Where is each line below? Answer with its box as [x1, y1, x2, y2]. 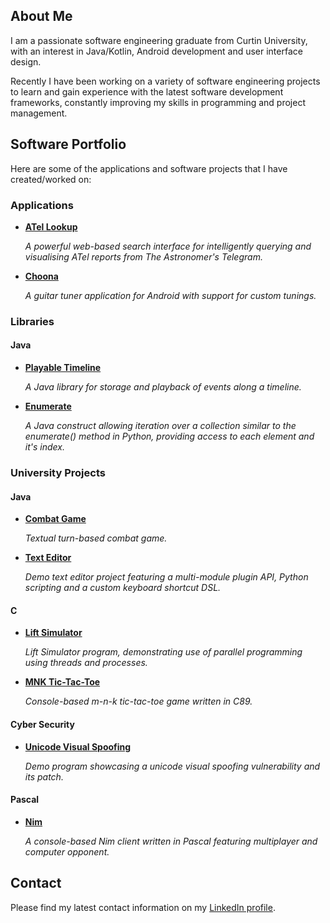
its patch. [24, 770, 64, 783]
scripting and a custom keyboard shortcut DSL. [24, 582, 222, 594]
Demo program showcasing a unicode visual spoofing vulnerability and [24, 760, 321, 772]
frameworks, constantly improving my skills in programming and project [10, 96, 306, 108]
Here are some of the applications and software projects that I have [10, 162, 288, 174]
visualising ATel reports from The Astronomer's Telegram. [24, 250, 263, 263]
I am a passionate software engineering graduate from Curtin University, [10, 34, 308, 46]
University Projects [10, 465, 106, 479]
